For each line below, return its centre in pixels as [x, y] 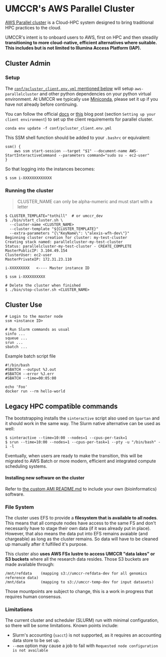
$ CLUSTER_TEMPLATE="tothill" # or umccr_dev [54, 216]
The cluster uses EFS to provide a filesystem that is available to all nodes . [82, 517]
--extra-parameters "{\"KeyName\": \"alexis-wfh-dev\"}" [70, 233]
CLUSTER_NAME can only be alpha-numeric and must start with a [85, 201]
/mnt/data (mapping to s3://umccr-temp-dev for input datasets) [80, 582]
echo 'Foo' [16, 387]
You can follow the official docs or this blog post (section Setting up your [81, 114]
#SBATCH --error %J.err [30, 374]
